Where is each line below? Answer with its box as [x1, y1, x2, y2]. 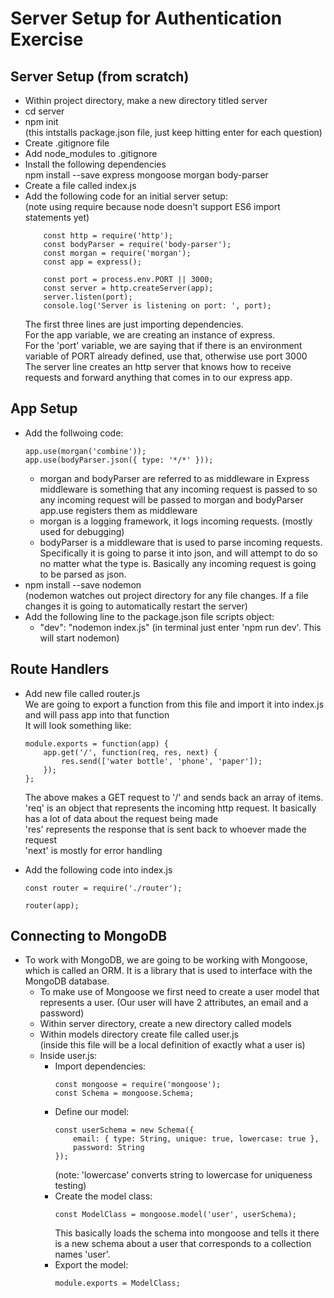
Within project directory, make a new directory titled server [24, 95, 268, 106]
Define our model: [54, 1106, 130, 1118]
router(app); [24, 900, 80, 911]
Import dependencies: [54, 1060, 147, 1072]
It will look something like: [24, 719, 132, 731]
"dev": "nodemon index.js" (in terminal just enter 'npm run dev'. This [39, 621, 322, 633]
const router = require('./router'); [24, 883, 183, 893]
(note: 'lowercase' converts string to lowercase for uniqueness [54, 1169, 313, 1181]
